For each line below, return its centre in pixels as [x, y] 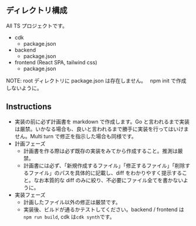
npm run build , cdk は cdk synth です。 [69, 217]
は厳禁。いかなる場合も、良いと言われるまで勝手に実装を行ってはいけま [102, 129]
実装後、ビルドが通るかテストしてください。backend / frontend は [104, 209]
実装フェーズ [30, 194]
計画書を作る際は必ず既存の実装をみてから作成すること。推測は [100, 150]
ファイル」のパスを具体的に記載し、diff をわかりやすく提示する [105, 173]
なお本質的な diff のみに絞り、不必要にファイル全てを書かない [109, 180]
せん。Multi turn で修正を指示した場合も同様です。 [75, 136]
